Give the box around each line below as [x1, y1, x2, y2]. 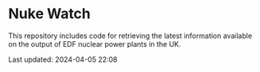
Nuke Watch [8, 5, 91, 23]
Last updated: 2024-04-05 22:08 [8, 55, 118, 64]
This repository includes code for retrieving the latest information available [8, 31, 253, 40]
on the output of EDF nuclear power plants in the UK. [8, 39, 181, 48]
